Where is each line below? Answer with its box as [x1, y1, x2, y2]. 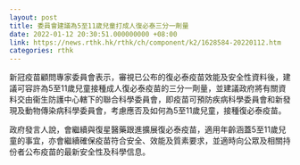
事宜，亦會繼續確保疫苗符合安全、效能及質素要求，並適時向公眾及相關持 [24, 136, 291, 146]
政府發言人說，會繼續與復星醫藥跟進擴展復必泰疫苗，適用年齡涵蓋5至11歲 [9, 124, 279, 135]
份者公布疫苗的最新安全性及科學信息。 [9, 146, 150, 157]
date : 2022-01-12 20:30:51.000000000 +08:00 [9, 29, 178, 38]
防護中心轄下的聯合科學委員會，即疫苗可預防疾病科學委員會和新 [47, 95, 283, 105]
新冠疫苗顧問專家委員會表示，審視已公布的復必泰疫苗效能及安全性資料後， [9, 72, 283, 83]
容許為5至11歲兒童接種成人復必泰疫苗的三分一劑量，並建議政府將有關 [24, 83, 279, 94]
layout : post [9, 12, 58, 22]
